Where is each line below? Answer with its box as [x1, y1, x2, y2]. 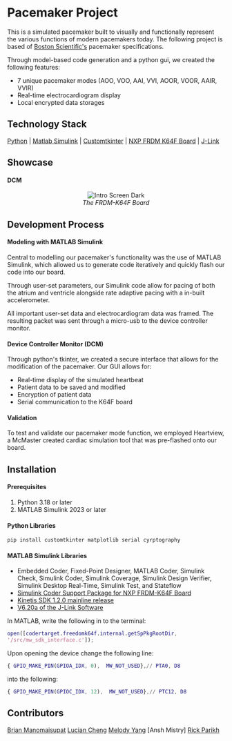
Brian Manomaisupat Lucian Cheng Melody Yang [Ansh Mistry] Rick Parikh [7, 726, 220, 734]
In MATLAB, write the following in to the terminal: [7, 617, 146, 625]
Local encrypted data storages [17, 98, 105, 106]
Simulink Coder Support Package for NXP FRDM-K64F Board [17, 589, 192, 597]
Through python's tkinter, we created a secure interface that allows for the [7, 355, 219, 364]
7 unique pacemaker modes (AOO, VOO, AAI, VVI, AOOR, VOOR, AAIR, [17, 76, 217, 84]
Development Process [7, 219, 105, 230]
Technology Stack [7, 119, 87, 130]
